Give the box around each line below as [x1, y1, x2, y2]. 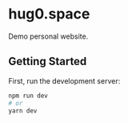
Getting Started [8, 55, 87, 68]
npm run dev [8, 92, 48, 100]
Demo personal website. [8, 31, 89, 41]
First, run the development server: [8, 76, 121, 85]
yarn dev [8, 106, 38, 115]
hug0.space [8, 5, 90, 23]
